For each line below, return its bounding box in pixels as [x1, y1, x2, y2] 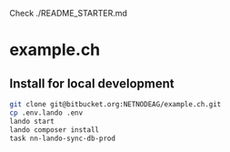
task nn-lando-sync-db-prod [9, 134, 116, 143]
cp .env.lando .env [9, 108, 84, 117]
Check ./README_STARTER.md [9, 8, 127, 18]
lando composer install [9, 125, 100, 135]
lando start [9, 117, 55, 126]
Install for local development [9, 76, 175, 91]
